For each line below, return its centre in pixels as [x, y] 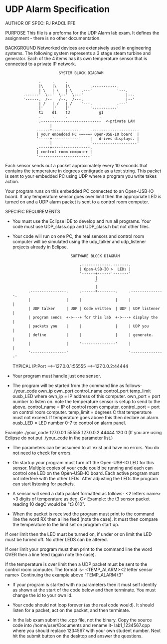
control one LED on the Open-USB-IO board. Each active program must [86, 473]
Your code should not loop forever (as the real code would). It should [83, 605]
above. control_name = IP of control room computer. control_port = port [86, 407]
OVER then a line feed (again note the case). [51, 554]
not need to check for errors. [42, 453]
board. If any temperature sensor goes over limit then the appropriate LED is [83, 196]
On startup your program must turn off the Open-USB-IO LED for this [83, 462]
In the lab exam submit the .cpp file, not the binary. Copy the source [82, 620]
